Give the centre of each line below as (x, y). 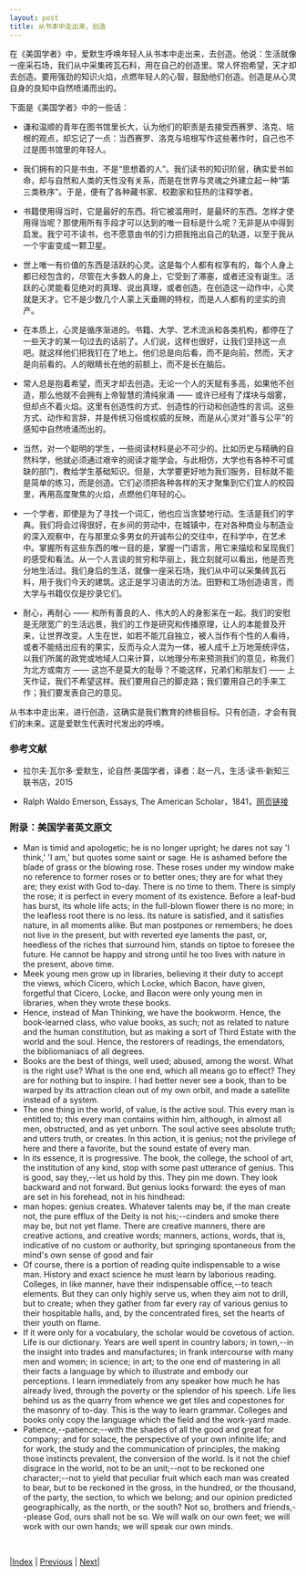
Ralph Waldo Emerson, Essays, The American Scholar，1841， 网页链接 (155, 801)
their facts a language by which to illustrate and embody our (135, 1372)
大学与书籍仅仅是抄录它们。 (75, 593)
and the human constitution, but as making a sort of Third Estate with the (159, 1032)
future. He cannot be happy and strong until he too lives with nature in (154, 955)
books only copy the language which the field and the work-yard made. (157, 1420)
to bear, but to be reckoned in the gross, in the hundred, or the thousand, (159, 1487)
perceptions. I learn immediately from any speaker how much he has (151, 1381)
